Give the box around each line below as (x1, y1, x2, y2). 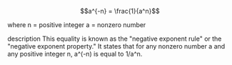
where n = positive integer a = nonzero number (7, 21, 146, 29)
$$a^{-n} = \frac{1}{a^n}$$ (80, 7, 160, 15)
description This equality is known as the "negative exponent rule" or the (7, 34, 222, 43)
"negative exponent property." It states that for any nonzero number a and (7, 42, 226, 50)
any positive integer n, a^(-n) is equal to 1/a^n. (7, 50, 143, 58)
